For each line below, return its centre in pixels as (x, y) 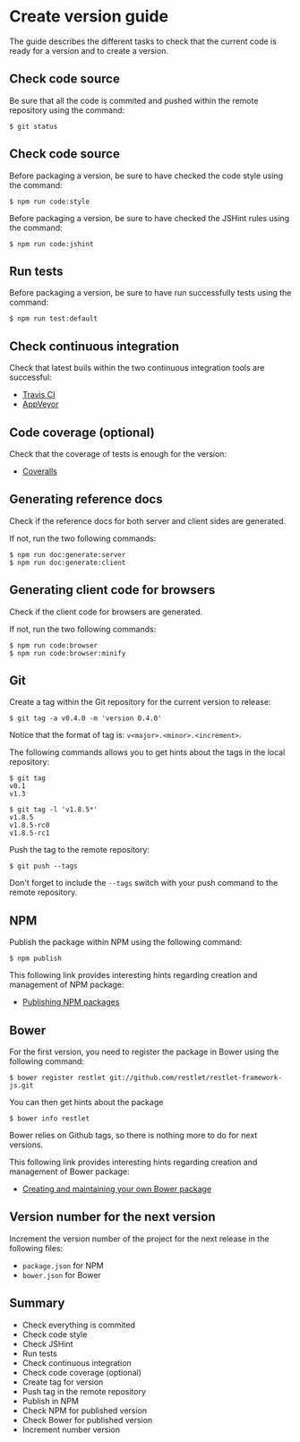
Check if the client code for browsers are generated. (106, 612)
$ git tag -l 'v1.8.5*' (54, 810)
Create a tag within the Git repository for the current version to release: (140, 702)
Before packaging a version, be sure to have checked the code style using (146, 176)
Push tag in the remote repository (84, 1391)
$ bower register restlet (57, 1078)
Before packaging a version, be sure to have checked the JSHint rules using (149, 218)
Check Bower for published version (87, 1420)
